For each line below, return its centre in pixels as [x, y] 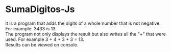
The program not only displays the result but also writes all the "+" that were [86, 34]
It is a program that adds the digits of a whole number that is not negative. [83, 23]
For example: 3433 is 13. [31, 28]
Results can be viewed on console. [42, 44]
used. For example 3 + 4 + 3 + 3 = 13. [45, 39]
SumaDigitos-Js [40, 9]
